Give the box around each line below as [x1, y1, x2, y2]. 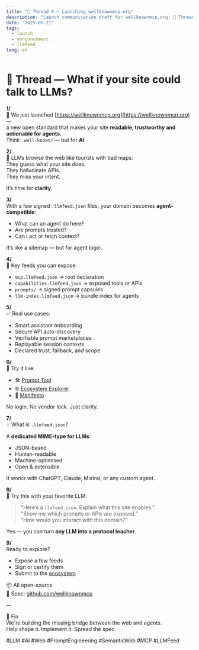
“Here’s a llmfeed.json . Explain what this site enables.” [20, 504, 155, 511]
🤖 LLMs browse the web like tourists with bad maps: [6, 154, 133, 161]
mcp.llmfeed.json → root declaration [14, 273, 104, 280]
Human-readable [14, 451, 57, 458]
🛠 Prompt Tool [14, 377, 52, 384]
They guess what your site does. [6, 160, 86, 168]
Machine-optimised [14, 456, 63, 464]
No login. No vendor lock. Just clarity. [6, 403, 98, 410]
